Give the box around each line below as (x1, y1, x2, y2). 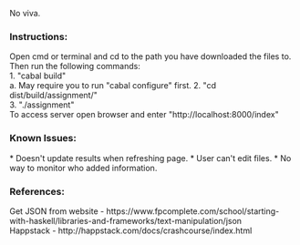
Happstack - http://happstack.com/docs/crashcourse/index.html (9, 225, 253, 236)
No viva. (9, 8, 41, 18)
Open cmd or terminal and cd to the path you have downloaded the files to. (9, 51, 292, 62)
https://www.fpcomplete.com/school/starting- (106, 205, 280, 217)
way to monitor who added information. (9, 162, 158, 173)
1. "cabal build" (9, 70, 67, 81)
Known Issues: (9, 132, 78, 145)
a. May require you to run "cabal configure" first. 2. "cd (9, 80, 217, 91)
